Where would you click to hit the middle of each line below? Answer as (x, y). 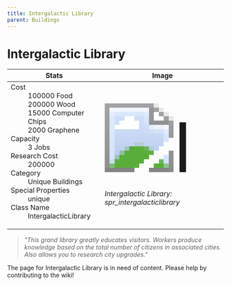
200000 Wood (52, 104)
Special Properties (40, 190)
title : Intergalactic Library (51, 13)
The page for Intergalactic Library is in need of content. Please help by (107, 268)
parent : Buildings (33, 20)
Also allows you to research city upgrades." (86, 254)
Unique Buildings (55, 181)
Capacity (25, 139)
